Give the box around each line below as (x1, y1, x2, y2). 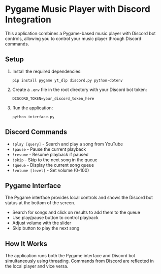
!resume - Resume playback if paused (12, 151, 89, 157)
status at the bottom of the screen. (5, 200, 75, 206)
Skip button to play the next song (12, 225, 80, 231)
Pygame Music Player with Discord (5, 3, 151, 15)
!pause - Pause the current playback (12, 146, 86, 152)
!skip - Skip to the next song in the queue (12, 157, 97, 163)
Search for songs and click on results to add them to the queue (12, 209, 140, 216)
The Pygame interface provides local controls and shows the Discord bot (5, 194, 153, 201)
